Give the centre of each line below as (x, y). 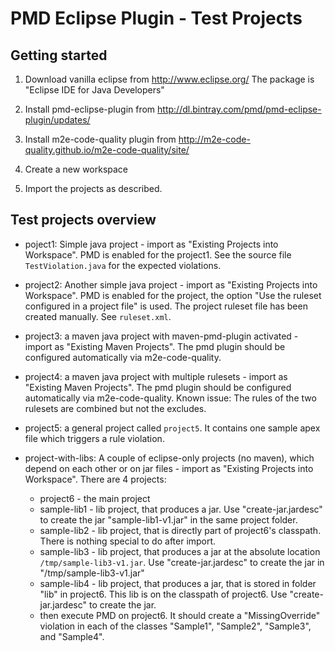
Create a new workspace (76, 169)
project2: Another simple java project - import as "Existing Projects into (171, 284)
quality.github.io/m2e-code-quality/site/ (107, 150)
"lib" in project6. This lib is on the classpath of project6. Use (163, 594)
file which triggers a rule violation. (94, 438)
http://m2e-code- (214, 139)
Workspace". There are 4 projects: (95, 479)
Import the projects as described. (93, 188)
